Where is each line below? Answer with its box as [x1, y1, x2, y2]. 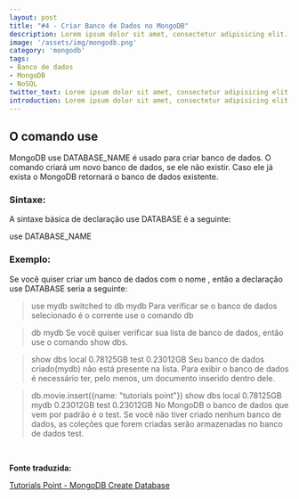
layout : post [9, 12, 58, 22]
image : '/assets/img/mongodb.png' [9, 37, 138, 47]
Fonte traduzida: [9, 462, 72, 473]
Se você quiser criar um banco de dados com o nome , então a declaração [9, 274, 283, 284]
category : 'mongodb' [9, 46, 86, 55]
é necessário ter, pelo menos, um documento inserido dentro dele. [30, 372, 276, 383]
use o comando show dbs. [30, 336, 129, 348]
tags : [9, 54, 29, 63]
